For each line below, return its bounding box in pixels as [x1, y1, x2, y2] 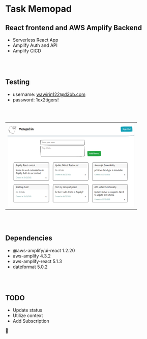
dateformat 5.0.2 [12, 264, 48, 270]
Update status [12, 307, 42, 314]
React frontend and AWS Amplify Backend [5, 23, 142, 32]
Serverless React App [12, 37, 58, 43]
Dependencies [5, 234, 52, 243]
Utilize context [12, 312, 43, 319]
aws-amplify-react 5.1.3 [12, 258, 62, 264]
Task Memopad [5, 3, 72, 15]
